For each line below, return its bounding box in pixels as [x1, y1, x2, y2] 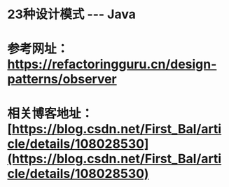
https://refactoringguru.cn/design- [7, 57, 217, 72]
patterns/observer [7, 71, 117, 88]
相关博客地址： [7, 106, 94, 121]
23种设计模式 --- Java [7, 6, 137, 22]
